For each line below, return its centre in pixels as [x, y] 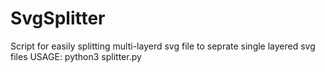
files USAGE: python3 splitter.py [76, 56]
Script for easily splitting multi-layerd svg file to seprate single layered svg [163, 46]
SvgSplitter [58, 18]
